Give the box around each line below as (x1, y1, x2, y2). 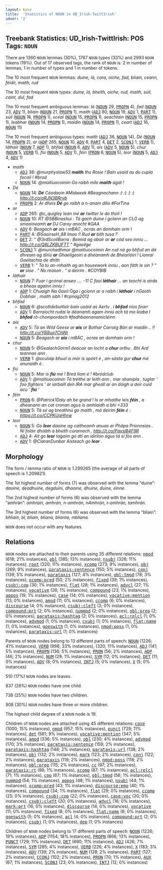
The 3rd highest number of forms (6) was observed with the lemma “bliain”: (5, 510, 157, 515)
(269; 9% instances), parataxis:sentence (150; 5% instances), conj (5, 566, 148, 572)
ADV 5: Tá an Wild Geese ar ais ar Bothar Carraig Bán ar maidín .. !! (19, 324, 155, 330)
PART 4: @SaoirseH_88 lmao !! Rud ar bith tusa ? (19, 231, 118, 237)
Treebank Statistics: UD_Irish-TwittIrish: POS (5, 34, 144, 42)
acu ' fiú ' (19, 387, 40, 393)
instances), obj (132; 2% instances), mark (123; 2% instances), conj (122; (5, 751, 155, 757)
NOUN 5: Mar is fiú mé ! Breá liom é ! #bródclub (19, 371, 114, 377)
